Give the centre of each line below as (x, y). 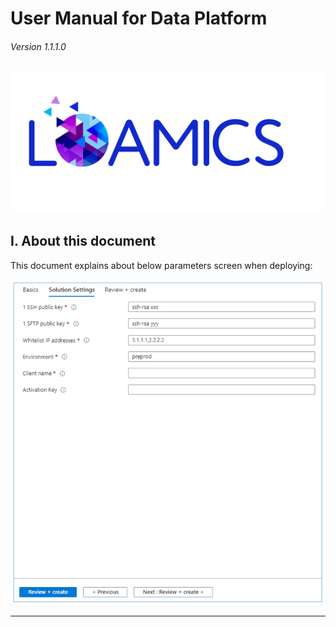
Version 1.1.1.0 (38, 46)
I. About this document (83, 241)
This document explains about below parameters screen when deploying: (161, 265)
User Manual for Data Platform (139, 18)
